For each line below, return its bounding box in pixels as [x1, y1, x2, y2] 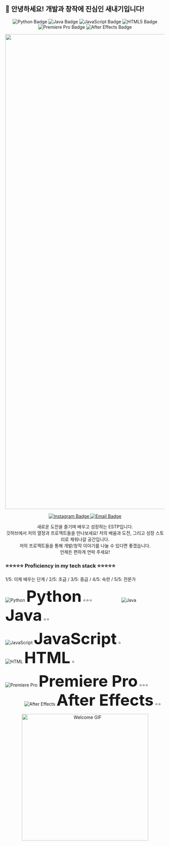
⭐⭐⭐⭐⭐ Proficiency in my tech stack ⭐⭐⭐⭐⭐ [5, 562, 115, 569]
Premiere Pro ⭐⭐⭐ [38, 671, 149, 691]
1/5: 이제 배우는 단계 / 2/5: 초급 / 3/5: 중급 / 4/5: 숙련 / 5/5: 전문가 [5, 576, 136, 583]
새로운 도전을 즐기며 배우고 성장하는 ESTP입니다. [37, 523, 133, 529]
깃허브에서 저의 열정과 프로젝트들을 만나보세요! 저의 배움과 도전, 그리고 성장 [6, 530, 155, 536]
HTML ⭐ [24, 648, 75, 668]
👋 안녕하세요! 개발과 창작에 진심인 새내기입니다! [5, 5, 145, 14]
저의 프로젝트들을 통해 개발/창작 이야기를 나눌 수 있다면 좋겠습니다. [19, 543, 151, 549]
